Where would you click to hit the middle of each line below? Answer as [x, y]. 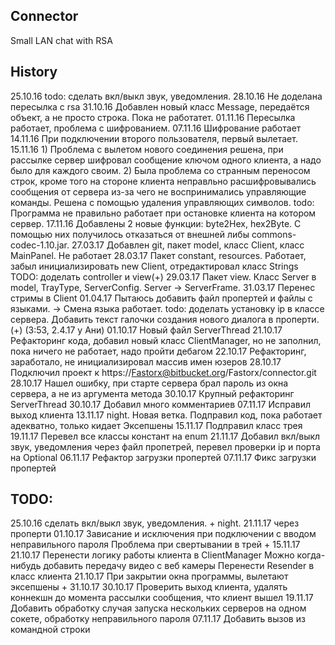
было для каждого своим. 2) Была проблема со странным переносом [160, 170]
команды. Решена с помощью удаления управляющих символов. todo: [162, 202]
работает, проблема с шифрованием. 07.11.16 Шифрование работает [156, 128]
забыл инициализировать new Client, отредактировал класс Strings [154, 266]
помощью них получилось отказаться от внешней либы [130, 234]
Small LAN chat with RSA [61, 40]
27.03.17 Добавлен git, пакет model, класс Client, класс [188, 245]
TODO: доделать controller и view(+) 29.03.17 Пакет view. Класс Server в [163, 276]
